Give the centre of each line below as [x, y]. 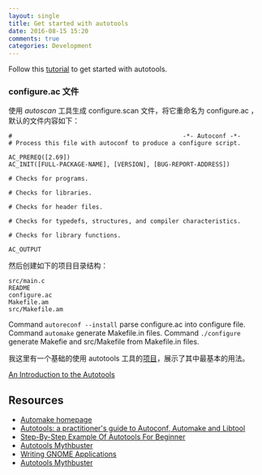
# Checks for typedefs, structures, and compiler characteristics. [125, 221]
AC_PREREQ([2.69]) [39, 158]
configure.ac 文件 [44, 92]
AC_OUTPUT [25, 250]
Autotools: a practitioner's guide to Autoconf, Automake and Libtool [133, 428]
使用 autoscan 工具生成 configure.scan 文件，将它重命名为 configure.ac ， [133, 111]
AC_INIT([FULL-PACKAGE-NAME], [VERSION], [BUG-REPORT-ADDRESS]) [119, 165]
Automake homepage [56, 420]
